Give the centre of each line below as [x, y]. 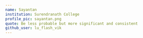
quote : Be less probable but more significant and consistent [71, 23]
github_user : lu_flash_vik [33, 28]
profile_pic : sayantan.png [33, 19]
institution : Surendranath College [42, 14]
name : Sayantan [21, 10]
